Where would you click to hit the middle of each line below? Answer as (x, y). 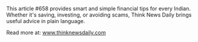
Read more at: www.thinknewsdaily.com (56, 33)
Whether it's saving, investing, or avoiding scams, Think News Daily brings (99, 15)
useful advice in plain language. (46, 21)
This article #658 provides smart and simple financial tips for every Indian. (99, 9)
